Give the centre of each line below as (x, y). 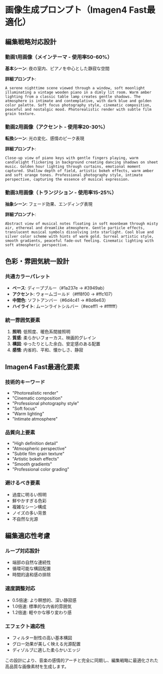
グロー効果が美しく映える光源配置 (46, 644)
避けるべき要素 (23, 483)
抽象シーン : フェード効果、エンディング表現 (49, 204)
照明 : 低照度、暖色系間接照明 (41, 332)
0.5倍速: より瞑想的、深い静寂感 (44, 600)
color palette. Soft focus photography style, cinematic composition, (78, 105)
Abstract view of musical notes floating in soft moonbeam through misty (82, 224)
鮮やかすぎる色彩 (29, 501)
